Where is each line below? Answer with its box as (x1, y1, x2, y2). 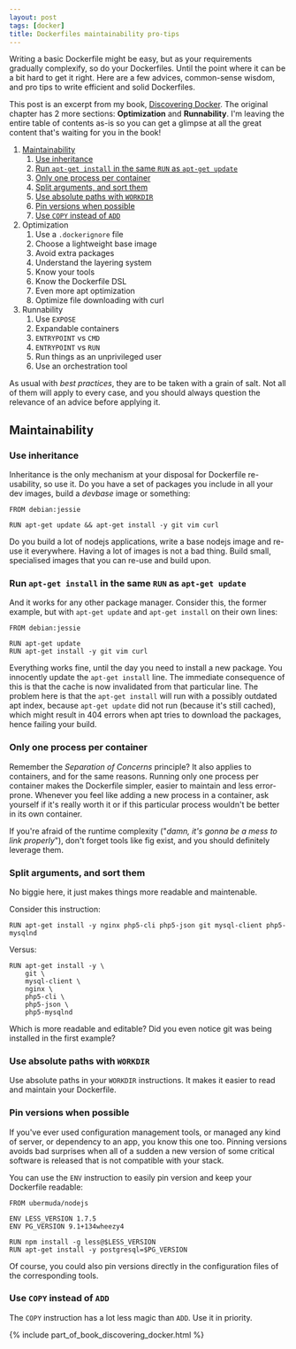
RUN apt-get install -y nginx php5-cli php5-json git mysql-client (9, 920, 263, 930)
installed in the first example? (9, 1033, 117, 1043)
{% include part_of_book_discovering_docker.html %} (9, 1330, 205, 1340)
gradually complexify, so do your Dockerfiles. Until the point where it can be (9, 63, 286, 74)
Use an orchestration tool (34, 361, 128, 372)
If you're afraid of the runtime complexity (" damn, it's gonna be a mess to (9, 826, 278, 836)
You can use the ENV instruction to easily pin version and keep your (9, 1172, 253, 1182)
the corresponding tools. (9, 1270, 99, 1281)
